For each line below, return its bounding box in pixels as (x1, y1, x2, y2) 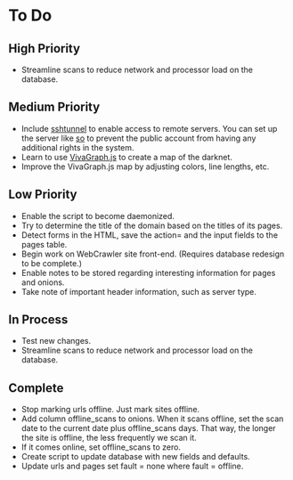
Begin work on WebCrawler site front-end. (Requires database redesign (20, 248, 285, 259)
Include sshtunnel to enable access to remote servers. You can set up (20, 123, 278, 134)
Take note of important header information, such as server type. (20, 286, 257, 297)
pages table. (20, 239, 68, 249)
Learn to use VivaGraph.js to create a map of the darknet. (20, 151, 233, 162)
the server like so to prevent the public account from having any (20, 133, 256, 143)
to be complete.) (20, 257, 82, 268)
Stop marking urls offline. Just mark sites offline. (20, 404, 200, 415)
